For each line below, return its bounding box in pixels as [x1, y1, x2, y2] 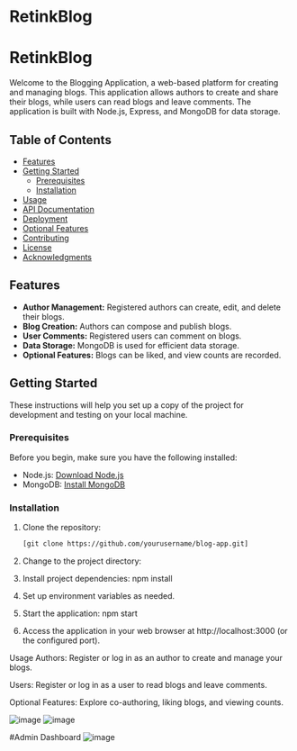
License [22, 241, 52, 253]
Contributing [22, 232, 69, 243]
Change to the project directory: [22, 556, 142, 566]
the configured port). [22, 635, 101, 646]
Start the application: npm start [22, 608, 138, 619]
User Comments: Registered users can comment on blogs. [22, 330, 242, 341]
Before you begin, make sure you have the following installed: [9, 452, 238, 463]
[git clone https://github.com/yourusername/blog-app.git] [22, 539, 249, 548]
